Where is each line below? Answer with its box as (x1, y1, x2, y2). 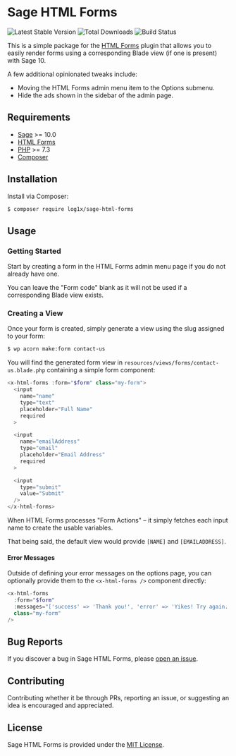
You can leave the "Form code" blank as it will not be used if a (7, 283, 187, 292)
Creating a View (7, 308, 63, 318)
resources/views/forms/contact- (124, 360, 220, 367)
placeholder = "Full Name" (20, 406, 93, 413)
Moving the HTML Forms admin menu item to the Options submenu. (17, 83, 215, 92)
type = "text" (20, 399, 55, 406)
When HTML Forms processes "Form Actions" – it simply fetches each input (7, 516, 228, 525)
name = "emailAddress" (20, 438, 80, 445)
